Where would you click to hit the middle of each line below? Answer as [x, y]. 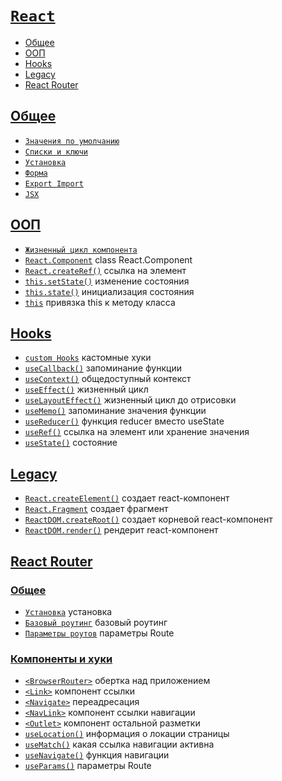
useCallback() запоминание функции [103, 368]
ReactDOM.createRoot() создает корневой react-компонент [148, 519]
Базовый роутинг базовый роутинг [96, 622]
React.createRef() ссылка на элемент [105, 270]
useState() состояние [71, 443]
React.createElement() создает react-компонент [127, 498]
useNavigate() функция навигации [97, 755]
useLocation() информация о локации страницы [127, 734]
